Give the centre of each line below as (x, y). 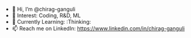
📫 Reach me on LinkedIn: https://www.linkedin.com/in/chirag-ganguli (98, 28)
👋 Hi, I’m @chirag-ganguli (44, 9)
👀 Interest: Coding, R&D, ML (46, 15)
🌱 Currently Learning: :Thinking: (51, 22)
